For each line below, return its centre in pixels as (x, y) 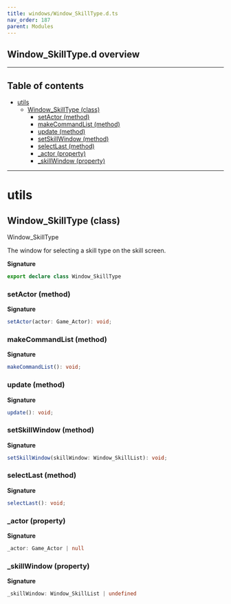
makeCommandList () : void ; (44, 367)
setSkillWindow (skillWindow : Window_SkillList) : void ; (87, 458)
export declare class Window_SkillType (64, 276)
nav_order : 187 (29, 20)
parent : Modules (30, 26)
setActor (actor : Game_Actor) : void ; (59, 322)
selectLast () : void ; (37, 503)
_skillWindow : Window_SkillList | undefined (72, 594)
